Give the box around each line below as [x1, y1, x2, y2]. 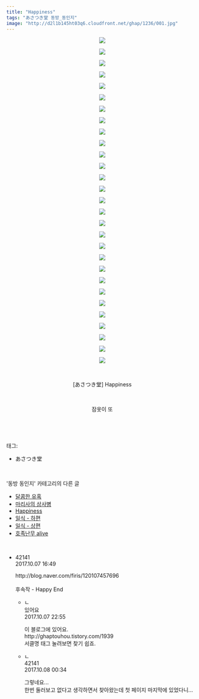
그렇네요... [24, 679, 49, 686]
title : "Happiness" [6, 9, 56, 15]
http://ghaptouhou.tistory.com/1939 [24, 633, 114, 640]
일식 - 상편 [15, 522, 41, 530]
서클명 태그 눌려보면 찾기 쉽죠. [24, 640, 96, 647]
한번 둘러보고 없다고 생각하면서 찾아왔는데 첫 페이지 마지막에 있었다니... [24, 686, 194, 694]
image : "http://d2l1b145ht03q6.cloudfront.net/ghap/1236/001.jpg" [6, 20, 178, 26]
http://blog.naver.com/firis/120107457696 [15, 572, 120, 580]
